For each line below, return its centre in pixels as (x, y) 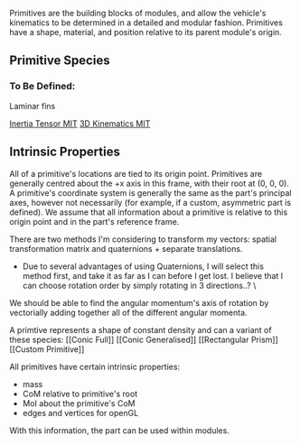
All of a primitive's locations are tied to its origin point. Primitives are (136, 173)
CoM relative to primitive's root (80, 394)
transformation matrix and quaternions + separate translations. (126, 248)
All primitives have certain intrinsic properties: (95, 366)
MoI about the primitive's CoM (79, 403)
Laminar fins (33, 106)
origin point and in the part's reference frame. (94, 221)
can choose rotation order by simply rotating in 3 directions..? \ (139, 285)
